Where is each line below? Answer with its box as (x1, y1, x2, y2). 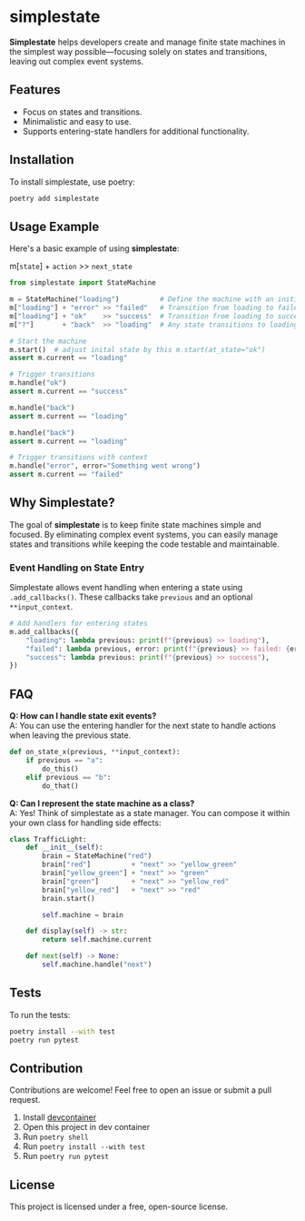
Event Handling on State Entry (9, 561, 145, 574)
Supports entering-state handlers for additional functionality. (22, 126, 250, 136)
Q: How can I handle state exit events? (9, 711, 157, 721)
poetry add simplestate (9, 194, 100, 203)
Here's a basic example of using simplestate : (9, 243, 180, 254)
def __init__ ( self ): (25, 843, 103, 853)
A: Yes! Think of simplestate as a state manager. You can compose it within (9, 807, 290, 818)
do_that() (42, 781, 79, 791)
